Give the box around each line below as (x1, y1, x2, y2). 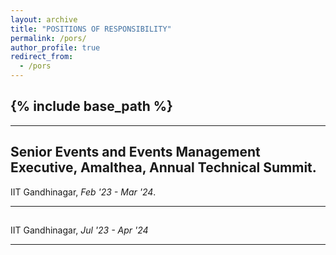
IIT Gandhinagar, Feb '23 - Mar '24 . (10, 186, 157, 198)
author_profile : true (10, 42, 101, 53)
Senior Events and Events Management (10, 144, 261, 161)
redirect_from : (10, 52, 74, 62)
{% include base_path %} (10, 98, 173, 115)
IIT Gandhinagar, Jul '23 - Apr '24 (10, 224, 149, 236)
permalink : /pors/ (10, 33, 87, 43)
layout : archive (10, 14, 78, 25)
